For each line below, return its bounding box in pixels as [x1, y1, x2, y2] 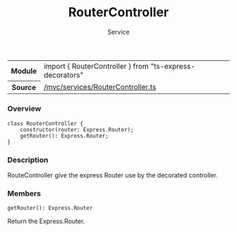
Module [11, 66, 37, 76]
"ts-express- [150, 61, 195, 71]
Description [7, 155, 49, 165]
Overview [7, 104, 42, 114]
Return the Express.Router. [7, 217, 85, 226]
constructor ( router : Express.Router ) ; [20, 126, 134, 133]
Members [7, 188, 41, 198]
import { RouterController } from [43, 61, 150, 71]
